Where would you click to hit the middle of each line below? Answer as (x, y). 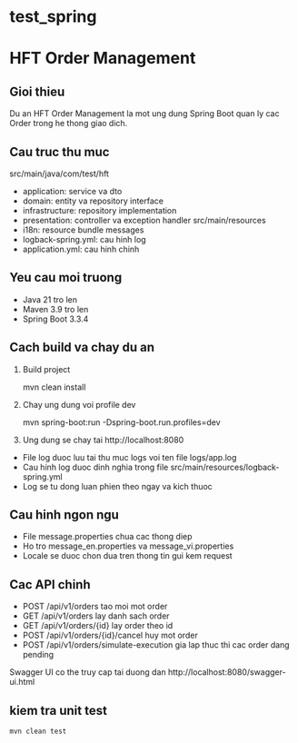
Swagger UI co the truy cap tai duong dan (88, 672)
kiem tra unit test (58, 710)
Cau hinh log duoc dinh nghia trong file (95, 467)
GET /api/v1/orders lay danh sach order (96, 616)
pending (38, 655)
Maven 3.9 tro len (55, 309)
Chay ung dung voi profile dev (79, 404)
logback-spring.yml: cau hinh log (84, 239)
